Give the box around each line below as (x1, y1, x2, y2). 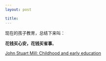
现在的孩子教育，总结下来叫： (5, 30, 65, 36)
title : (5, 16, 19, 21)
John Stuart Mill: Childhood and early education (5, 50, 102, 56)
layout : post (5, 7, 32, 12)
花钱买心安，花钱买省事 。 (5, 40, 57, 46)
